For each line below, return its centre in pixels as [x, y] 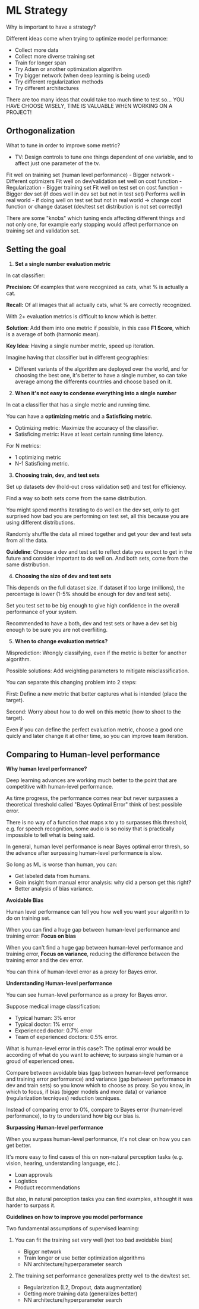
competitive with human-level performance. [60, 787]
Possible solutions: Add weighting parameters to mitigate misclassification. [98, 671]
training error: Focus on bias [41, 936]
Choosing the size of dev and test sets [63, 576]
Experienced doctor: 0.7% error [53, 1031]
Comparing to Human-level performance [83, 754]
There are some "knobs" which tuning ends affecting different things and [96, 218]
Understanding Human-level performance [59, 984]
